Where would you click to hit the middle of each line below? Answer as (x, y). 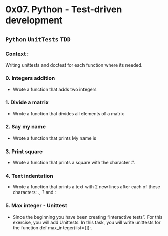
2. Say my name (26, 127)
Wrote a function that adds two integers (55, 89)
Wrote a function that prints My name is (54, 138)
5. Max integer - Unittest (36, 206)
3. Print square (24, 151)
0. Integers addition (30, 78)
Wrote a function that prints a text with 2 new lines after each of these (86, 187)
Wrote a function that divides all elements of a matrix (68, 114)
